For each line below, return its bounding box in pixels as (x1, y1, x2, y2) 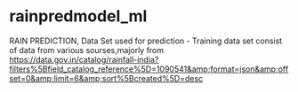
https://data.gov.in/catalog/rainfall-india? (9, 54, 159, 65)
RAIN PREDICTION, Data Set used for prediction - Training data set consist (9, 35, 283, 46)
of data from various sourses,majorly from (9, 44, 165, 55)
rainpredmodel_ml (9, 6, 148, 27)
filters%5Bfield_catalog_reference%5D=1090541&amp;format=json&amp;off (9, 64, 289, 74)
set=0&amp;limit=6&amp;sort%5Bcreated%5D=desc (9, 73, 204, 83)
